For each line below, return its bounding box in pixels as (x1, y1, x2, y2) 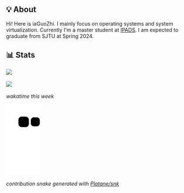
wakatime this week (6, 93, 54, 100)
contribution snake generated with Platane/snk (6, 180, 120, 187)
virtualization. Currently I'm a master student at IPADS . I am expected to (6, 26, 179, 33)
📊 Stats (6, 50, 36, 60)
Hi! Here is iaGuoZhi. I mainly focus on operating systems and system (6, 20, 173, 27)
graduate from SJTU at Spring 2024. (6, 32, 94, 40)
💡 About (6, 5, 37, 15)
